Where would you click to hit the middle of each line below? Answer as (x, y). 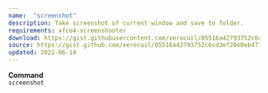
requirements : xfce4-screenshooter (67, 30)
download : (25, 38)
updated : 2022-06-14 (43, 52)
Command (26, 75)
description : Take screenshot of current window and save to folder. (126, 23)
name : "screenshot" (43, 15)
